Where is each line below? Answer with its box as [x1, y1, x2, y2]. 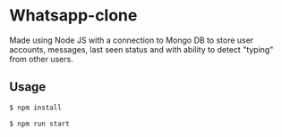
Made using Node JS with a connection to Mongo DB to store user [9, 35, 254, 45]
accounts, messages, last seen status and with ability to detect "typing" [9, 44, 274, 54]
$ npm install [9, 103, 63, 112]
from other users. [9, 53, 73, 64]
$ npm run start [9, 119, 70, 128]
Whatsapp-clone [9, 5, 138, 26]
